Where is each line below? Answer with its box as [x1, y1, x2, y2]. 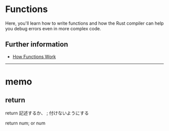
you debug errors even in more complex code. [5, 25, 102, 31]
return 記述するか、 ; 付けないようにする [5, 110, 89, 116]
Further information [5, 40, 68, 49]
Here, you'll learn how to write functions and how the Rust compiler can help [5, 20, 164, 26]
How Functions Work [12, 53, 56, 59]
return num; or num [5, 120, 46, 126]
